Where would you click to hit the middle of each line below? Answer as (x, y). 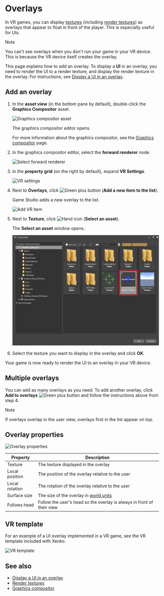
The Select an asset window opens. (48, 228)
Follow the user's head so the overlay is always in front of (96, 502)
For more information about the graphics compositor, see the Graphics (83, 137)
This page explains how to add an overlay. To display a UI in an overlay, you (81, 66)
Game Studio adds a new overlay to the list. (56, 199)
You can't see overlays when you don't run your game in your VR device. (78, 51)
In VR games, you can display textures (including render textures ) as (74, 22)
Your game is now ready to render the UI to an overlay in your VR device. (78, 363)
